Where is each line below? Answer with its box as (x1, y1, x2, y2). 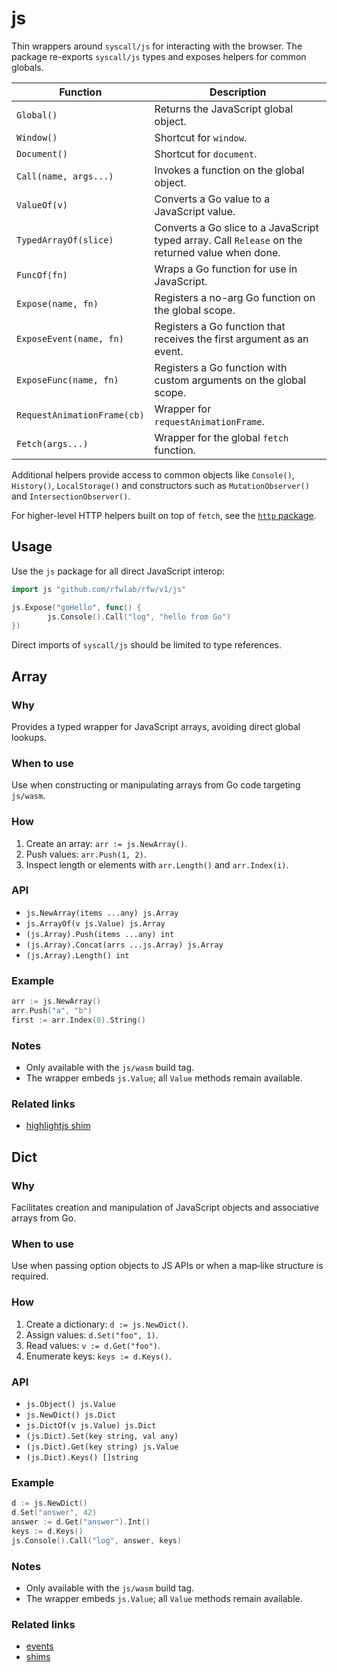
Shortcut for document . (154, 147, 258, 161)
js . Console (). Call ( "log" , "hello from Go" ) (47, 612, 231, 622)
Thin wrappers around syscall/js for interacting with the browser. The (11, 40, 303, 52)
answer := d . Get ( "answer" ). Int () (11, 1517, 151, 1527)
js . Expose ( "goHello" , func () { (11, 602, 142, 612)
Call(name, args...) (16, 170, 114, 182)
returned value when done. (154, 245, 281, 259)
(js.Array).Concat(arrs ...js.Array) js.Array (25, 940, 224, 950)
